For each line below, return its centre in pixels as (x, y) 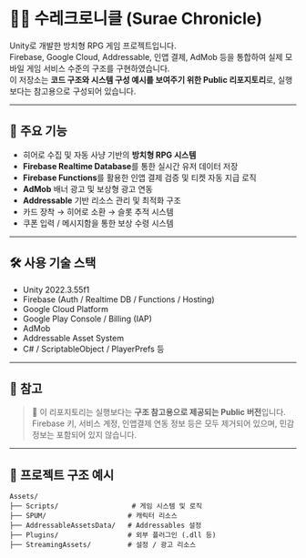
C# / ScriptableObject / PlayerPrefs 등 (93, 349)
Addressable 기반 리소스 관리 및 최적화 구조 (102, 200)
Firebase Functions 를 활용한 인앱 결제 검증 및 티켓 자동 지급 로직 (139, 178)
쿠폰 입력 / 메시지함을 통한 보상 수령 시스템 (98, 223)
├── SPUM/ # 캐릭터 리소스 (93, 516)
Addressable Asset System (73, 338)
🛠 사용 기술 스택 (53, 264)
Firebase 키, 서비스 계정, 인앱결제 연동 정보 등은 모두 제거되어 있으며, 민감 (163, 423)
